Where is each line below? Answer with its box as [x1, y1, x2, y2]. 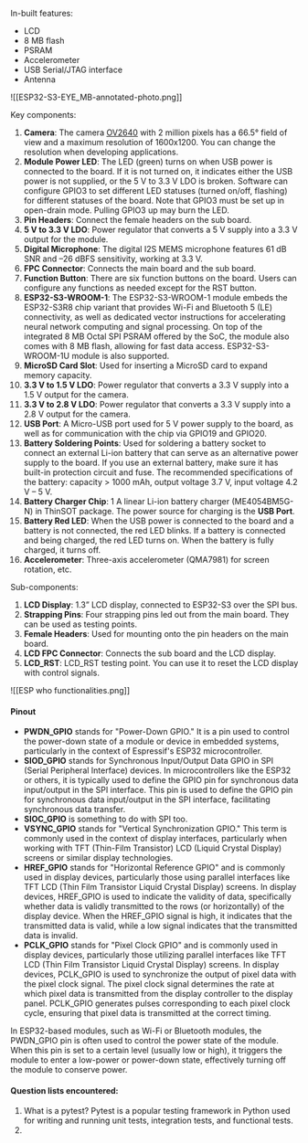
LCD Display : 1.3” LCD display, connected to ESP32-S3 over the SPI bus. [23, 599, 298, 610]
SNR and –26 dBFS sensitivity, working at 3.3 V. [23, 253, 204, 264]
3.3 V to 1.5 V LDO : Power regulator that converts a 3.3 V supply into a [23, 379, 290, 390]
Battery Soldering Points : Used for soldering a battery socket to [23, 438, 267, 449]
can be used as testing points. [23, 619, 138, 630]
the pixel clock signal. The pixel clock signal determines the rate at [23, 979, 275, 990]
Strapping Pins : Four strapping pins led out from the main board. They [23, 609, 290, 619]
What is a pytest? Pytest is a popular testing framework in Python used [23, 1106, 291, 1117]
